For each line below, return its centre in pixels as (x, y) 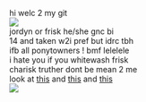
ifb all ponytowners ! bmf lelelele (69, 50)
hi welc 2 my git (39, 13)
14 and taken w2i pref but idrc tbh (72, 41)
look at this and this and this (61, 79)
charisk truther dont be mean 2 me (73, 69)
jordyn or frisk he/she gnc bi (62, 31)
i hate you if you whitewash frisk (69, 60)
